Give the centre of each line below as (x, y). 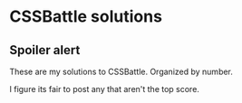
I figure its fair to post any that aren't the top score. (104, 89)
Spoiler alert (45, 50)
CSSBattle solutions (86, 17)
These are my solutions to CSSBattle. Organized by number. (121, 71)
